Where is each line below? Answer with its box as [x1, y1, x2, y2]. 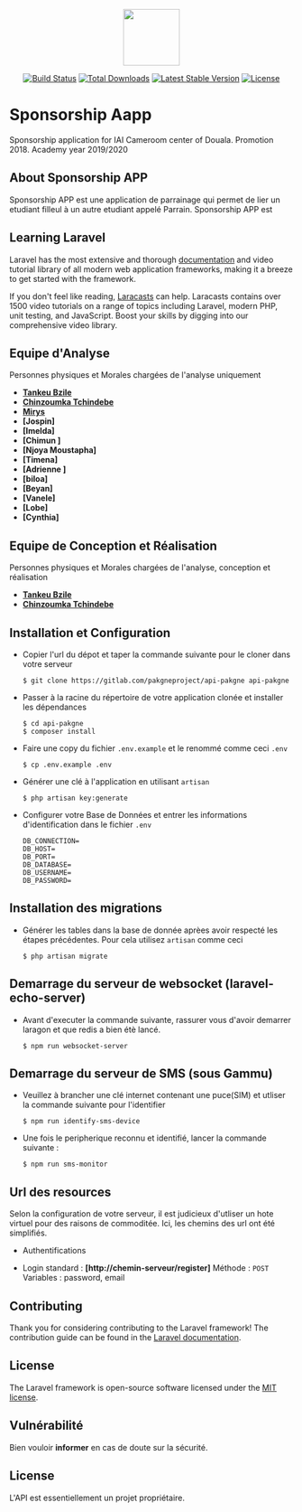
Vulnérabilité [9, 1418, 84, 1433]
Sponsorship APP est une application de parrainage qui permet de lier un [9, 194, 281, 205]
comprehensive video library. [9, 319, 118, 330]
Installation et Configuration [9, 625, 171, 641]
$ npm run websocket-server [22, 1041, 128, 1050]
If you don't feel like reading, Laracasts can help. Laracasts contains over [9, 290, 281, 302]
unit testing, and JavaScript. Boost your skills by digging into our [9, 310, 249, 321]
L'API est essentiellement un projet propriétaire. [9, 1492, 186, 1503]
